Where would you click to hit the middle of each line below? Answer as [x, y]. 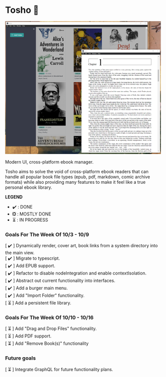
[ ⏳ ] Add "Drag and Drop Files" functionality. [51, 328]
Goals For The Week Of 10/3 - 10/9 [47, 234]
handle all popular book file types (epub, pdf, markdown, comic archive [78, 177]
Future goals [21, 358]
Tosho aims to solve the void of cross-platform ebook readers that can [77, 171]
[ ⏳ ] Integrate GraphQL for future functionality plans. [59, 369]
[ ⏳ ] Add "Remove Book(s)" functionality [47, 343]
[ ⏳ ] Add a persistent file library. [38, 303]
